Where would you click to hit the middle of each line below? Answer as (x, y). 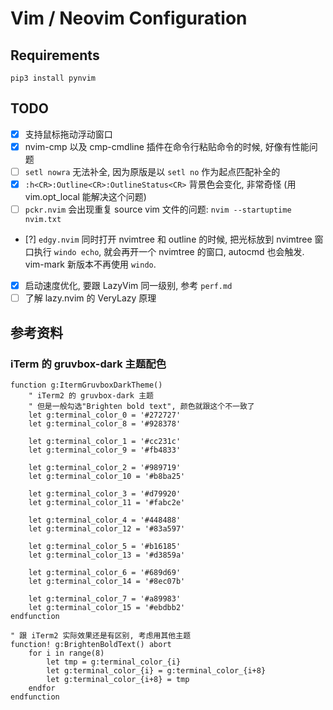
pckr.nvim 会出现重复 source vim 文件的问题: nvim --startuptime (158, 209)
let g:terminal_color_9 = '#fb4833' (105, 450)
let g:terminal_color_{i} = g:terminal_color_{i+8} (156, 670)
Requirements (55, 55)
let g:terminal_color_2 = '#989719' (105, 467)
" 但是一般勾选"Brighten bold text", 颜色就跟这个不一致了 (141, 406)
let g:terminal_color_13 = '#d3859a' (107, 555)
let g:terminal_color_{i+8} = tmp (118, 679)
